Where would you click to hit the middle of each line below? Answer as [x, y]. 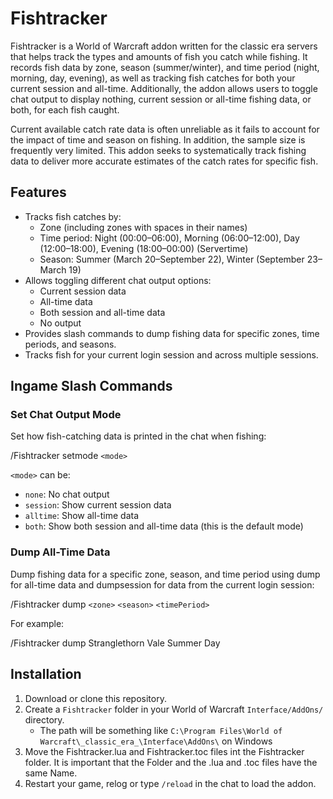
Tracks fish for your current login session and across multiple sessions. [171, 354]
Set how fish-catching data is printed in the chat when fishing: [138, 436]
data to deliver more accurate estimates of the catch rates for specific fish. [164, 161]
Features [38, 192]
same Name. [51, 773]
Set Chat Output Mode [66, 415]
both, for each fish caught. [65, 109]
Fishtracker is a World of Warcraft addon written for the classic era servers [164, 46]
